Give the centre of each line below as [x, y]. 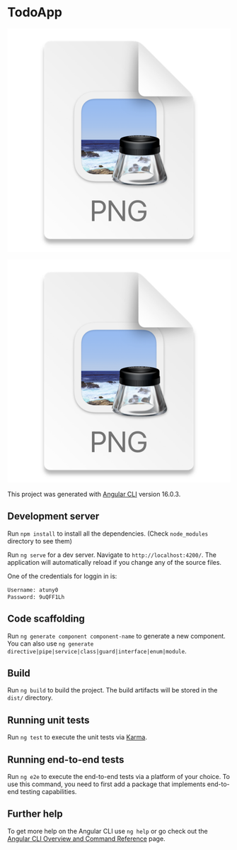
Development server [53, 516]
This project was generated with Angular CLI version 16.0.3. [94, 494]
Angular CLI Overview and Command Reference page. [86, 839]
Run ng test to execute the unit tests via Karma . [77, 737]
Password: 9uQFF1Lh [36, 597]
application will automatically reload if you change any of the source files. [114, 562]
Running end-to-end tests [66, 760]
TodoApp [35, 12]
